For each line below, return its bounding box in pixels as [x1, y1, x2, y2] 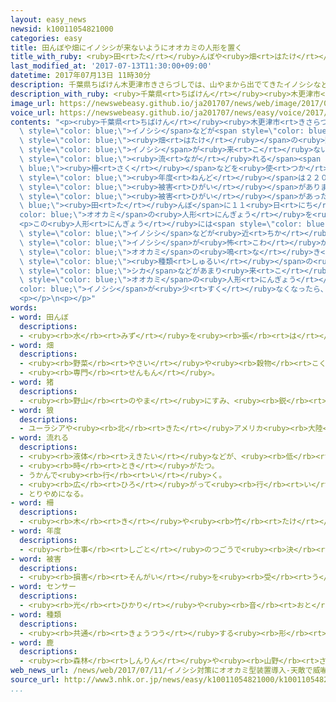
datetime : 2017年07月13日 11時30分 [10, 71, 152, 81]
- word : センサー [10, 582, 77, 592]
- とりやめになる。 [19, 489, 88, 499]
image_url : [10, 98, 56, 108]
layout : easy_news [10, 14, 87, 25]
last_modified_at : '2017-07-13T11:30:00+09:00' [10, 61, 213, 71]
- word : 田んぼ [10, 312, 69, 322]
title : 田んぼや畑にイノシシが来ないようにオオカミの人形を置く [10, 42, 243, 53]
